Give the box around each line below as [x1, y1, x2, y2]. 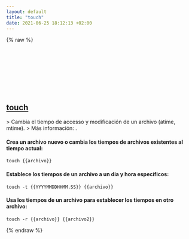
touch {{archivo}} [6, 158, 52, 164]
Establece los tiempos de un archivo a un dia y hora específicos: [6, 170, 169, 177]
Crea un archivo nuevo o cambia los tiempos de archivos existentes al [6, 138, 184, 146]
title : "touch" [6, 14, 44, 20]
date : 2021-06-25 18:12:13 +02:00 [6, 20, 93, 26]
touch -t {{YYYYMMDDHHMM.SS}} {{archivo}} [6, 184, 114, 190]
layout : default [6, 8, 47, 15]
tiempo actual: [6, 144, 43, 152]
